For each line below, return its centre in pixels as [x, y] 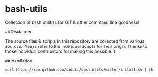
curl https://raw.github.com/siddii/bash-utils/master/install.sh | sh [79, 69]
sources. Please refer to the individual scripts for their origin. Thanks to [76, 46]
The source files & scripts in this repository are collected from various [75, 41]
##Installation [19, 61]
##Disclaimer [18, 31]
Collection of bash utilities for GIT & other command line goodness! [72, 22]
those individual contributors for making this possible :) [60, 51]
